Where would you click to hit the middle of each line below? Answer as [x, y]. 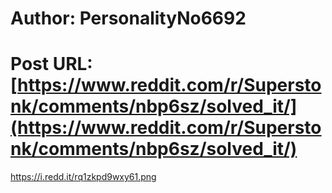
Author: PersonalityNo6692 [128, 18]
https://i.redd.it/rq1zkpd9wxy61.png [83, 177]
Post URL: [51, 64]
